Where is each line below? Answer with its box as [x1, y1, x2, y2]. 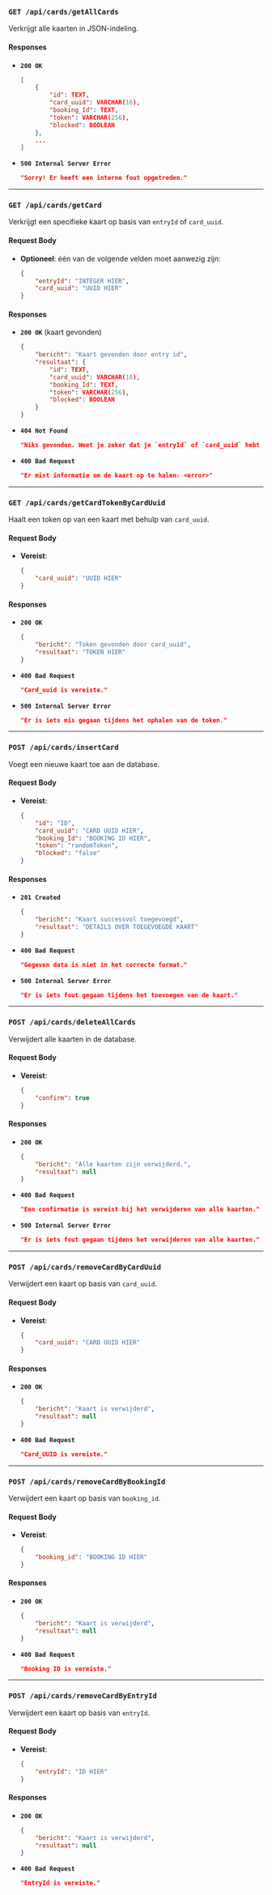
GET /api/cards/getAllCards [8, 7, 119, 16]
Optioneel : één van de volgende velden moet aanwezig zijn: [19, 253, 221, 263]
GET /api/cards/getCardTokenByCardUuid [8, 498, 166, 507]
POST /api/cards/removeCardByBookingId [8, 1477, 166, 1486]
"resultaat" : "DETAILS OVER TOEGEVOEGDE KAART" [35, 922, 198, 930]
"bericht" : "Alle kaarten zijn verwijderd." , [35, 1160, 192, 1169]
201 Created [19, 894, 61, 902]
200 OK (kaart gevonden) [19, 327, 103, 337]
